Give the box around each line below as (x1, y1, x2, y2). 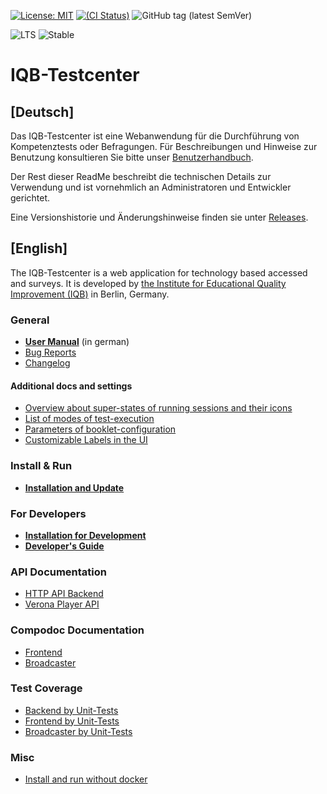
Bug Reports (24, 346, 77, 359)
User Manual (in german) (24, 336, 130, 348)
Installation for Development (24, 529, 147, 541)
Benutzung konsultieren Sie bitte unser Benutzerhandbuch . (10, 151, 254, 163)
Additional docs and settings (10, 380, 133, 392)
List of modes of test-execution (24, 413, 155, 425)
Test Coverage (10, 681, 83, 695)
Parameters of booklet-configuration (24, 423, 177, 435)
